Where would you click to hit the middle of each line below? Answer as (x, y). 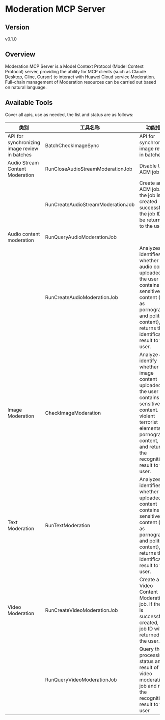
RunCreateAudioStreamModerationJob (90, 204)
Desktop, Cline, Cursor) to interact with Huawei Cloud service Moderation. (80, 77)
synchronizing (24, 142)
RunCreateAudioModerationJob (82, 297)
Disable (148, 166)
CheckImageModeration (73, 413)
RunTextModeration (68, 525)
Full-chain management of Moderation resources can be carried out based (81, 82)
